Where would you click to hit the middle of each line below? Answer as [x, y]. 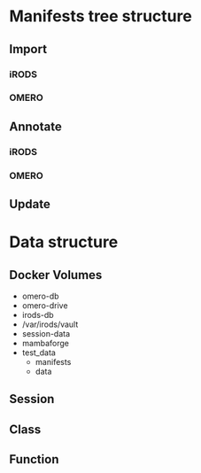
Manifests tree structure [100, 16]
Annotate [35, 126]
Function [34, 459]
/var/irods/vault [50, 324]
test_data [39, 353]
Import [28, 49]
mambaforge [45, 344]
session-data [46, 334]
